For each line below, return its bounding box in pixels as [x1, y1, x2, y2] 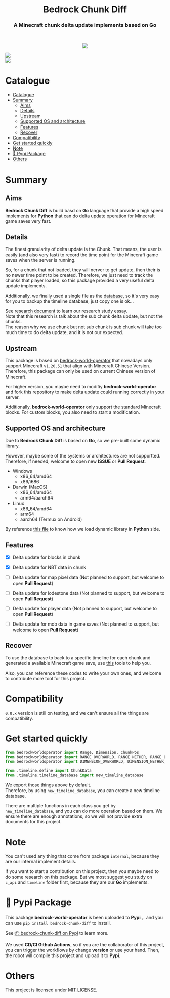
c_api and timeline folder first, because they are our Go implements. [5, 879, 149, 885]
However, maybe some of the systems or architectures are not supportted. [5, 452, 161, 459]
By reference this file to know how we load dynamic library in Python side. [5, 526, 161, 532]
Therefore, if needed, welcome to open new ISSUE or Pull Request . [5, 458, 146, 464]
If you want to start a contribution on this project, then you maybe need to [5, 868, 159, 875]
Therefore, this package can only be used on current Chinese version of [5, 368, 156, 375]
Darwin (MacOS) [12, 484, 48, 490]
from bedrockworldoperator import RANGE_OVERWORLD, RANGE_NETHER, [5, 754, 148, 760]
